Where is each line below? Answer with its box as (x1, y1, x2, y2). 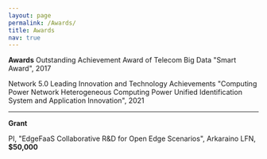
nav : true (8, 33, 41, 42)
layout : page (8, 11, 52, 20)
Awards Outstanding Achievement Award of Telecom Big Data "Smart (8, 55, 237, 65)
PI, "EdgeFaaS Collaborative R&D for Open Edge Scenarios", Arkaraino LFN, (8, 134, 257, 143)
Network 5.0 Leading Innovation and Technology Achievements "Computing (8, 79, 257, 89)
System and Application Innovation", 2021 (8, 96, 145, 105)
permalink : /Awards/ (8, 19, 77, 27)
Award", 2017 (8, 64, 52, 74)
